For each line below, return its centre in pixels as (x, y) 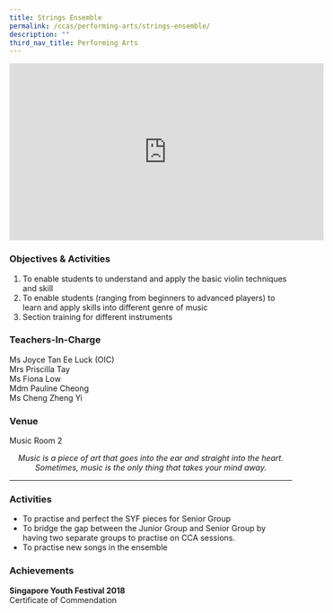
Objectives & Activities (60, 259)
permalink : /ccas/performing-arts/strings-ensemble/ (110, 26)
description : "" (39, 34)
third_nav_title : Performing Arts (74, 43)
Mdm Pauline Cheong (49, 388)
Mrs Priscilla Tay (39, 369)
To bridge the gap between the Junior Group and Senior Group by (144, 529)
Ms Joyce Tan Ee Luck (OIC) (62, 360)
